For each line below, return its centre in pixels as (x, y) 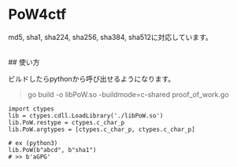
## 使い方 (24, 62)
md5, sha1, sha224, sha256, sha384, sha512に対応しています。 (110, 37)
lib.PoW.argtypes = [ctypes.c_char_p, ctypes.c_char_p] (102, 129)
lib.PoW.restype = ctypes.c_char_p (67, 122)
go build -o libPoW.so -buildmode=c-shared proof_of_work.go (128, 94)
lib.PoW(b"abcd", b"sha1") (52, 150)
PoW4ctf (37, 15)
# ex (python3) (33, 143)
